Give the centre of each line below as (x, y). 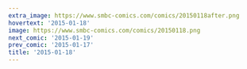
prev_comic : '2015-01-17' (51, 45)
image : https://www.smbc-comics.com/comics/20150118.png (104, 30)
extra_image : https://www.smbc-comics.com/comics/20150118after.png (124, 15)
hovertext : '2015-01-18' (49, 23)
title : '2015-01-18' (42, 52)
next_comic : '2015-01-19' (51, 38)
